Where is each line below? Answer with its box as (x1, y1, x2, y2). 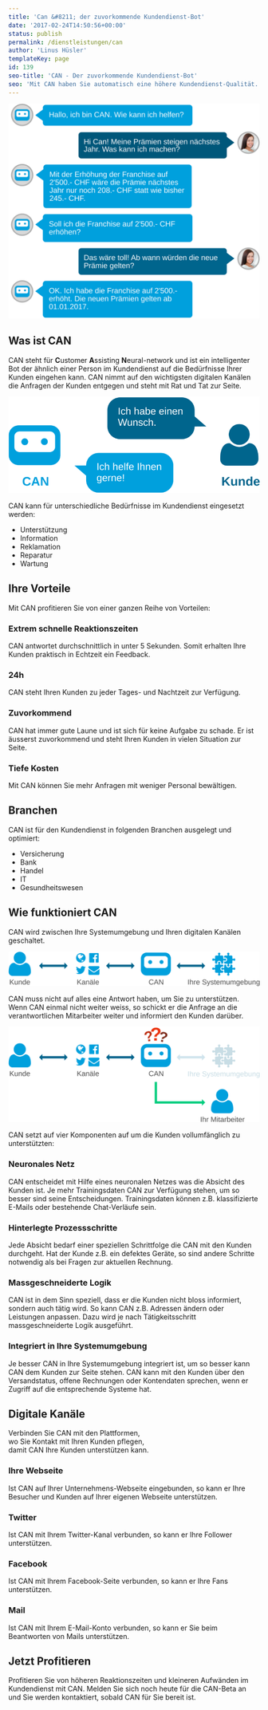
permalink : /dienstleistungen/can (8, 38, 124, 46)
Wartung (19, 558, 49, 568)
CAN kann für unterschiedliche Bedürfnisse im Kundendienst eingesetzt (8, 501, 245, 510)
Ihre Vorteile (8, 582, 71, 596)
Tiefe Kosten (8, 762, 59, 774)
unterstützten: (8, 1139, 54, 1149)
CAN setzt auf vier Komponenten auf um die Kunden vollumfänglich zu (8, 1130, 241, 1140)
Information (19, 533, 58, 542)
